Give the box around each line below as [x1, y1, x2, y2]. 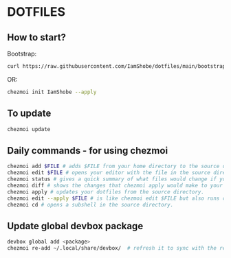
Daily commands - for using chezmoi [7, 145, 168, 156]
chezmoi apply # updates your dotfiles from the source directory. [7, 188, 205, 196]
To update [7, 108, 52, 119]
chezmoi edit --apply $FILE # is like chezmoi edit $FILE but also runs [7, 195, 220, 202]
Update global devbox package [7, 220, 144, 232]
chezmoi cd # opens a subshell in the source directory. [7, 201, 174, 208]
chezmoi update [7, 126, 51, 132]
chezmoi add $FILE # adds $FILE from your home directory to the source [7, 163, 220, 170]
